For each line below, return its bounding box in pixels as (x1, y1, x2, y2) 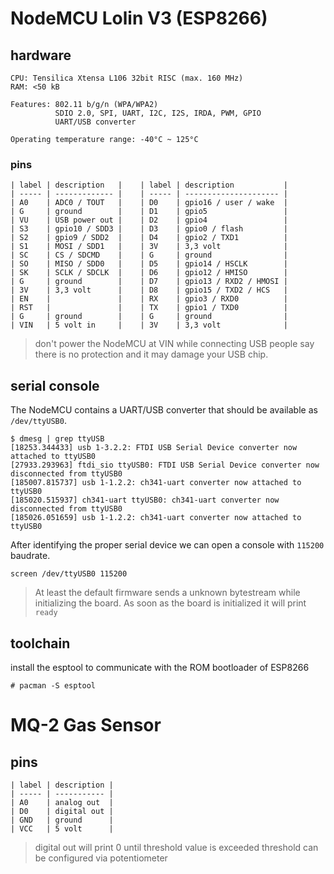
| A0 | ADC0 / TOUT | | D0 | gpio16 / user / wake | (10, 198, 288, 208)
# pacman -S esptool (10, 680, 97, 691)
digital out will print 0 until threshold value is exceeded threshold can (34, 841, 319, 853)
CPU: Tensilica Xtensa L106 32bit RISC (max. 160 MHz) (10, 73, 244, 83)
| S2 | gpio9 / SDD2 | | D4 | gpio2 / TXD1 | (10, 233, 288, 243)
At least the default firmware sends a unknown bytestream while (34, 587, 301, 599)
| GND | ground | (10, 815, 114, 825)
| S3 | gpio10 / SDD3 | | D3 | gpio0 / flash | (10, 224, 288, 234)
